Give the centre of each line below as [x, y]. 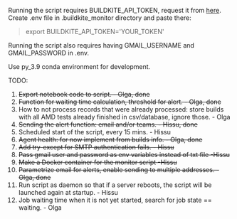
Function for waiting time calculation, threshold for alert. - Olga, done [120, 102]
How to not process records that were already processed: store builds [121, 109]
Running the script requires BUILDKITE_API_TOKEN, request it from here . [115, 10]
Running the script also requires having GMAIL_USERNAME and [101, 45]
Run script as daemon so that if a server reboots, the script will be [115, 185]
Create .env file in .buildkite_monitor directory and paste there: [100, 18]
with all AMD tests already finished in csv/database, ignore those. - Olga [124, 117]
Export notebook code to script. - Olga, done [84, 94]
